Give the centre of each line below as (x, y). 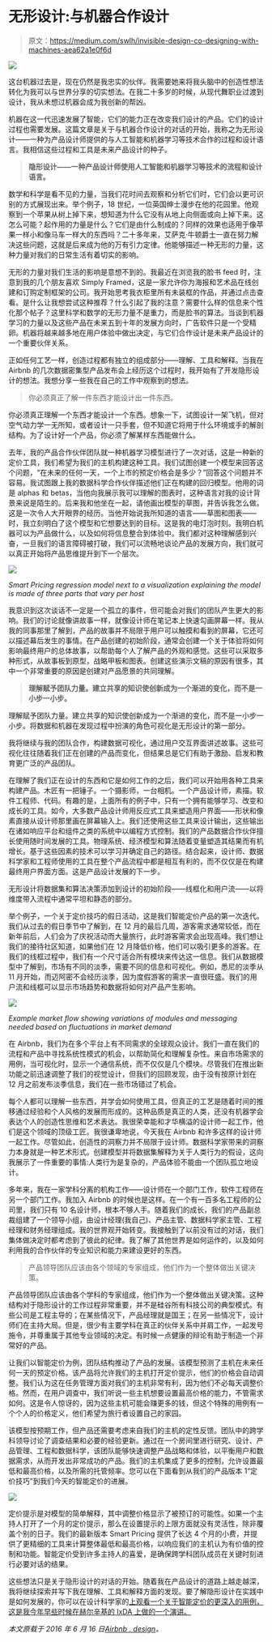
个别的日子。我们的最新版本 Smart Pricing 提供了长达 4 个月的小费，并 (133, 1533)
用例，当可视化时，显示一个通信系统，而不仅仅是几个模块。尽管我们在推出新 (136, 1064)
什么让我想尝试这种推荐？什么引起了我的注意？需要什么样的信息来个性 (147, 302)
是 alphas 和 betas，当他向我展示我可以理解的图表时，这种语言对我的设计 (131, 493)
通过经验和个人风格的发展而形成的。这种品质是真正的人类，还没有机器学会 (139, 1111)
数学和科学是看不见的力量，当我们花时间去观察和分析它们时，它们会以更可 (132, 194)
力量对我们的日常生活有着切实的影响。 (79, 254)
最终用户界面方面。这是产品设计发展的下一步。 (86, 871)
